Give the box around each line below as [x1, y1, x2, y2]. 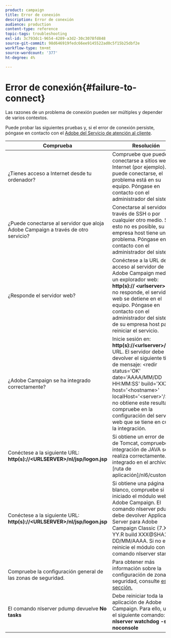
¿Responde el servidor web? [8, 292, 76, 299]
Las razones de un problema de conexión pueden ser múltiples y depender [5, 109, 163, 116]
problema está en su [112, 176, 161, 184]
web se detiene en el [112, 295, 162, 302]
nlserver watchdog [112, 618, 159, 625]
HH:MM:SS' [112, 380, 140, 388]
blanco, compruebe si [112, 486, 164, 493]
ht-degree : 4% [5, 55, 36, 60]
